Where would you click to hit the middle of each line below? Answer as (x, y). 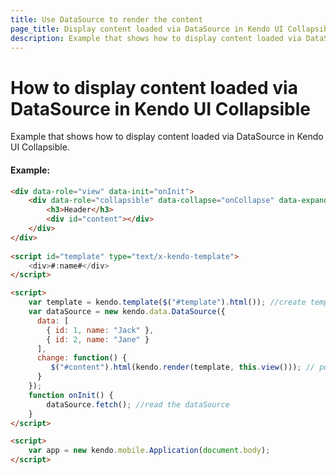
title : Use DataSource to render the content (106, 19)
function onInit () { (71, 395)
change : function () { (82, 358)
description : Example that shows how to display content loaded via (156, 38)
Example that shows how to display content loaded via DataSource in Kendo (167, 137)
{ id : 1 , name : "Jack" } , (100, 330)
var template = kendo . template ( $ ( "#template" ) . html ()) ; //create (167, 302)
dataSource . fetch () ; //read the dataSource (138, 404)
